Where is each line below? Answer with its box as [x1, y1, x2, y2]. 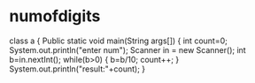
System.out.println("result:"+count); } [9, 64, 146, 74]
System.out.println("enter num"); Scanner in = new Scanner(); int [9, 44, 246, 55]
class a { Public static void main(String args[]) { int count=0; [9, 35, 228, 46]
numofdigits [9, 6, 101, 26]
